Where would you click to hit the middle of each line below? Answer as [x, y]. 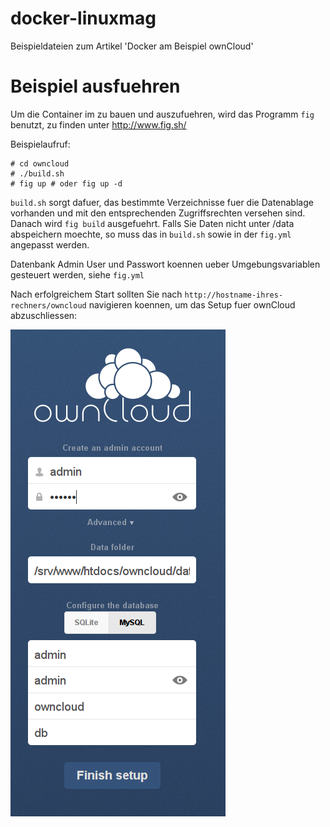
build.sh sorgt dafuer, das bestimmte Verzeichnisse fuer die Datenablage [162, 202]
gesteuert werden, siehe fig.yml [77, 274]
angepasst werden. [50, 244]
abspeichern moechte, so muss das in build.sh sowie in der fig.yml [151, 234]
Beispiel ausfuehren [95, 86]
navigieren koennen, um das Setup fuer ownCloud [192, 304]
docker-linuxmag [83, 18]
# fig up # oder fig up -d [66, 183]
